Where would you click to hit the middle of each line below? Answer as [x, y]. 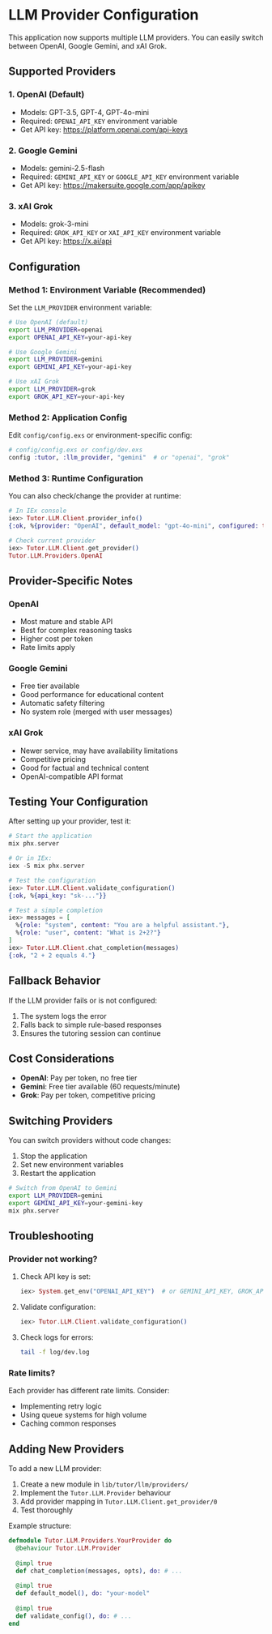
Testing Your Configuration [78, 802]
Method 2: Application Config [68, 417]
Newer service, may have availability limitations [99, 751]
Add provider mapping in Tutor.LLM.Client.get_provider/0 [119, 1502]
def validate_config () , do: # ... [74, 1616]
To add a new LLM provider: [55, 1469]
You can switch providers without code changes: [90, 1140]
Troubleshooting [51, 1236]
